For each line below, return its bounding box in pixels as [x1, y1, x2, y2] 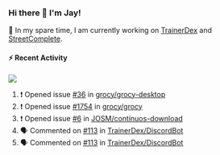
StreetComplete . [8, 34, 63, 43]
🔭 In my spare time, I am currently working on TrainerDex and [8, 26, 212, 35]
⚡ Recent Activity [8, 52, 68, 63]
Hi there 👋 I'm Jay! [8, 7, 82, 18]
